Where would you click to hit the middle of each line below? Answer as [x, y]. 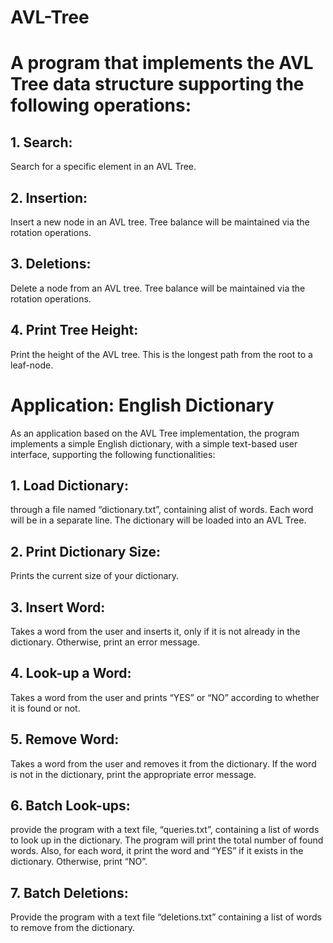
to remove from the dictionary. [73, 928]
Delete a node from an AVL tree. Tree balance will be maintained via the [158, 288]
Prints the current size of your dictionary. [95, 576]
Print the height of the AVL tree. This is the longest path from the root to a [161, 354]
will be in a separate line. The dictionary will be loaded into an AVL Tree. [158, 520]
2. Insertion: [49, 197]
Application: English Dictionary [142, 405]
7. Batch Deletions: [69, 892]
